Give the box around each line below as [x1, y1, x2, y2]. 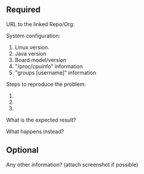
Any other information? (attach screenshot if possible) [6, 161, 139, 168]
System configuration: [6, 32, 61, 39]
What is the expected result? [6, 116, 76, 123]
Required [6, 5, 40, 15]
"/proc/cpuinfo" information [14, 63, 83, 70]
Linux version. [14, 44, 49, 51]
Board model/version [14, 56, 67, 63]
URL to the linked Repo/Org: [6, 20, 75, 27]
